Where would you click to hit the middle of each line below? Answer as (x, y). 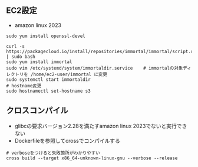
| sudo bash (21, 57)
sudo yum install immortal (39, 62)
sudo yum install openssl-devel (46, 36)
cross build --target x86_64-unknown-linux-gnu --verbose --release (92, 158)
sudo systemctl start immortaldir (49, 79)
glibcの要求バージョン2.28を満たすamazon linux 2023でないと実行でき (101, 126)
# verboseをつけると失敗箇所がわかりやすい (53, 153)
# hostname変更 (24, 86)
